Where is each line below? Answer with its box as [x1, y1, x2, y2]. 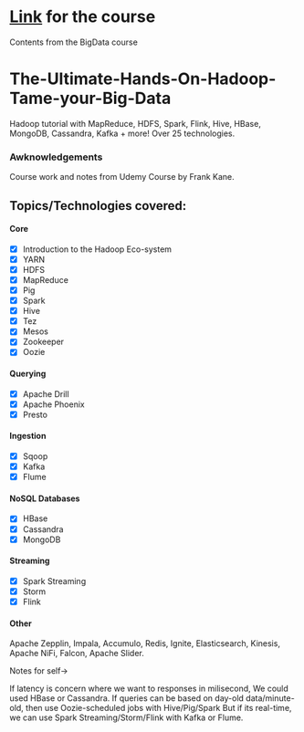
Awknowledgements [9, 151, 103, 163]
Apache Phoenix [22, 399, 85, 410]
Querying [9, 368, 47, 380]
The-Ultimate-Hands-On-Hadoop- [9, 68, 277, 89]
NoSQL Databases [9, 493, 80, 504]
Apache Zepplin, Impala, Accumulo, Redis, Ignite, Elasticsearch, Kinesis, [9, 638, 281, 649]
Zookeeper [22, 336, 65, 348]
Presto [22, 409, 48, 420]
